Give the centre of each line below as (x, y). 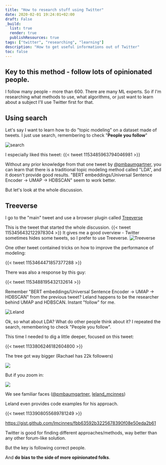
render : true (23, 33)
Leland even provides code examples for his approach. (62, 404)
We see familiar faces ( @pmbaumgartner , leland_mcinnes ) (65, 394)
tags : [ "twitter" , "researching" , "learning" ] (54, 42)
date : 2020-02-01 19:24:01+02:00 (40, 14)
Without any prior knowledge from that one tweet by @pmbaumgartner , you (83, 164)
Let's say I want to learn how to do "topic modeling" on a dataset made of (81, 130)
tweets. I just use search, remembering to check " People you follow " (76, 135)
